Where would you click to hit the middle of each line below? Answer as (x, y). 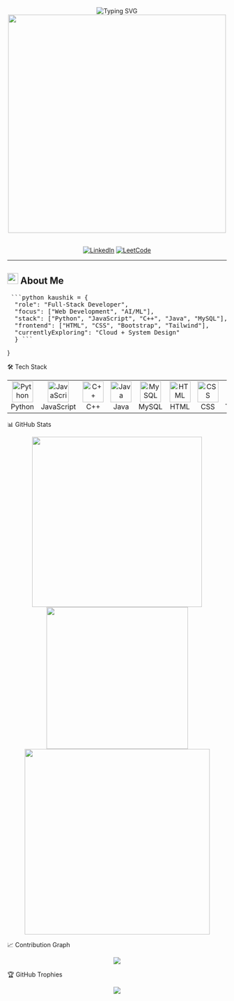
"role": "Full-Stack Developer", (71, 304)
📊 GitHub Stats (29, 424)
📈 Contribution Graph (39, 944)
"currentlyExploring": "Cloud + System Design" (97, 332)
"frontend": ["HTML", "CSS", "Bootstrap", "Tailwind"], (112, 325)
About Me (42, 281)
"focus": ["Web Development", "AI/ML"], (84, 311)
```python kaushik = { (49, 297)
